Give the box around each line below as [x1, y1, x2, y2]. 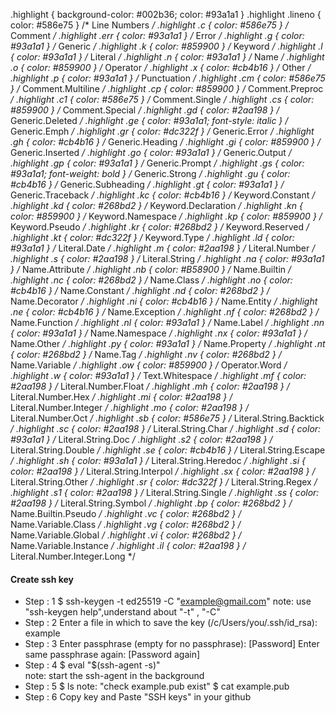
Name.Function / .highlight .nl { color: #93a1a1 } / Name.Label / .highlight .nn [10, 317, 325, 328]
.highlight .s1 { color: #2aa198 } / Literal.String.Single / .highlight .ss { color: [10, 487, 320, 498]
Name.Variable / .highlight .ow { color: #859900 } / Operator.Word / [10, 359, 288, 371]
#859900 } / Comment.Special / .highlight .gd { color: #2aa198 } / [10, 104, 280, 116]
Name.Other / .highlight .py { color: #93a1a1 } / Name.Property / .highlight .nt [10, 338, 326, 349]
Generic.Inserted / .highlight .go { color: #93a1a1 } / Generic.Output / [10, 147, 292, 158]
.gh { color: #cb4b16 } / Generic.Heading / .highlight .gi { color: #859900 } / [10, 136, 321, 148]
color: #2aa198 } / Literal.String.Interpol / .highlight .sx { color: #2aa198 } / [10, 465, 316, 477]
